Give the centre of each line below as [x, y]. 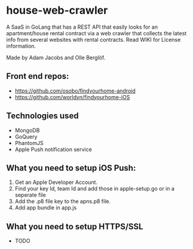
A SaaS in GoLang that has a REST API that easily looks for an [82, 27]
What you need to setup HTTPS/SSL [75, 227]
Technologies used [42, 116]
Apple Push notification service [53, 149]
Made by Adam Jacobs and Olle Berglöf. [56, 57]
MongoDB [27, 130]
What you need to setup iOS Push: [71, 168]
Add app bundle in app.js [46, 208]
